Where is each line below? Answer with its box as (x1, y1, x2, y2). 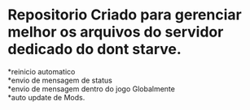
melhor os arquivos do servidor (7, 23, 224, 41)
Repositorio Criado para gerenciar (7, 6, 242, 24)
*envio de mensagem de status (7, 75, 113, 85)
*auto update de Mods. (7, 92, 86, 102)
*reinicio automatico (7, 66, 76, 76)
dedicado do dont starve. (7, 40, 182, 58)
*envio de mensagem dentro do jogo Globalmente (7, 83, 176, 94)
